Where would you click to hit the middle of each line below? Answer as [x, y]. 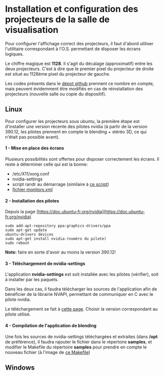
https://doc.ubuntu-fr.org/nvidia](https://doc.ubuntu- [91, 212]
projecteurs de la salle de [57, 19]
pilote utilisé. [18, 314]
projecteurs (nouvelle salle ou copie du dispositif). [56, 94]
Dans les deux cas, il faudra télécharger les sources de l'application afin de [81, 289]
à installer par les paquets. [32, 280]
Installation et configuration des [72, 9]
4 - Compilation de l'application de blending [51, 325]
